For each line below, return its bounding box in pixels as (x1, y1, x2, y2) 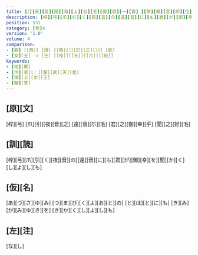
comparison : (6, 42, 35, 48)
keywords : (6, 58, 31, 64)
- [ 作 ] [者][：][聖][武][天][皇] (6, 69, 80, 75)
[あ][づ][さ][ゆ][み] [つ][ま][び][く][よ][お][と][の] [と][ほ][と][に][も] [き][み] (6, 199, 190, 206)
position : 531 (6, 20, 41, 25)
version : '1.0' (6, 31, 44, 37)
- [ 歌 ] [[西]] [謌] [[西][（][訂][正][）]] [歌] (6, 47, 115, 53)
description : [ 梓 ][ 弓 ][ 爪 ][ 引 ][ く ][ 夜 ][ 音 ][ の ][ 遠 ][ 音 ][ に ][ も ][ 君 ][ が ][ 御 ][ (6, 14, 189, 20)
